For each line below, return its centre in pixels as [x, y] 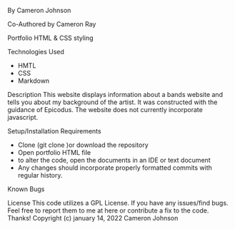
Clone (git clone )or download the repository [83, 145]
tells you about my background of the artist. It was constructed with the [112, 102]
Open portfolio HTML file [54, 152]
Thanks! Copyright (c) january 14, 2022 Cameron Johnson [93, 218]
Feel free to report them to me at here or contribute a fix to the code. [108, 210]
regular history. [40, 175]
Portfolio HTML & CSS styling [51, 38]
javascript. [23, 117]
